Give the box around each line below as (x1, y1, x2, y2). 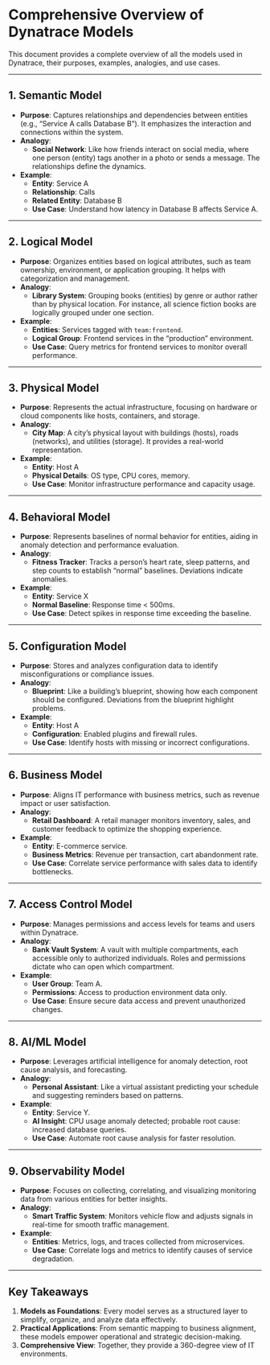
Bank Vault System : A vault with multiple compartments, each (31, 944, 239, 954)
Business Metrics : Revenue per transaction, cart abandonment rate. (31, 849, 259, 859)
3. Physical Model (8, 380, 100, 395)
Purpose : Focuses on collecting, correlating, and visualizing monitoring (19, 1186, 257, 1195)
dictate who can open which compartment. (31, 961, 175, 971)
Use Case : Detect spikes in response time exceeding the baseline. (31, 609, 252, 619)
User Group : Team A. (31, 979, 103, 989)
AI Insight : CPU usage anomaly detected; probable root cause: (31, 1116, 241, 1126)
